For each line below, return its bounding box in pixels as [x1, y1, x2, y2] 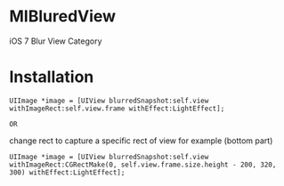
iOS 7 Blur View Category [9, 36, 102, 46]
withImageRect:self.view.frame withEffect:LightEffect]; [9, 104, 225, 113]
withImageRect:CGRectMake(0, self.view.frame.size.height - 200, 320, [9, 160, 277, 169]
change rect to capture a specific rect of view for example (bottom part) [9, 135, 273, 146]
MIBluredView [9, 6, 117, 27]
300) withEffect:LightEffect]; [9, 167, 126, 177]
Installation [9, 67, 94, 87]
